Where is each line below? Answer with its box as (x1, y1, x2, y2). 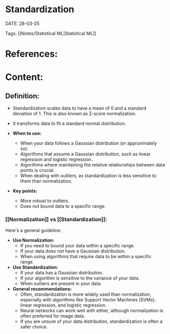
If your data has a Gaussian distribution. (20, 270, 104, 276)
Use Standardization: (12, 264, 58, 270)
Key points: (12, 188, 38, 194)
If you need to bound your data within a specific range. (20, 243, 135, 249)
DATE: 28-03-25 (5, 20, 40, 26)
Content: (5, 71, 44, 83)
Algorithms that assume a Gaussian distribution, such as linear (20, 151, 151, 157)
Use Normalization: (12, 237, 55, 243)
